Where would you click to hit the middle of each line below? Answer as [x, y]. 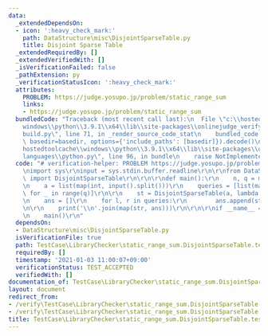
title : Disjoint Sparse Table [73, 45]
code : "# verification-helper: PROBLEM [82, 164]
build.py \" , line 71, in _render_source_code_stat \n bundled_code [141, 134]
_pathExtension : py [48, 75]
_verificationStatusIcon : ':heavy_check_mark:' [96, 82]
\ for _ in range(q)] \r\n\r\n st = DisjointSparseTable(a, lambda [141, 193]
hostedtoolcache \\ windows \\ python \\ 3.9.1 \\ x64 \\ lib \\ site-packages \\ [141, 149]
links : [33, 104]
